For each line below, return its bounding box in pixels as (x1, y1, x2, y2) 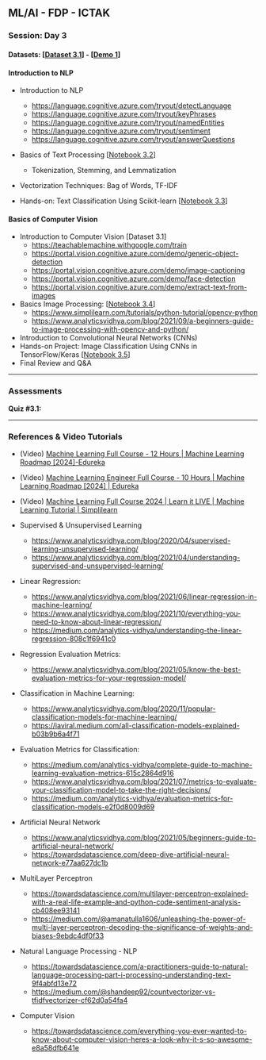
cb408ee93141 (31, 905, 81, 915)
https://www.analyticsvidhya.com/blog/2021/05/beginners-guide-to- (31, 832, 256, 842)
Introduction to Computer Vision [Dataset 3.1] (19, 232, 167, 241)
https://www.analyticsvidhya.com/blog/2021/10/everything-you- (31, 609, 241, 618)
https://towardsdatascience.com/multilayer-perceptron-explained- (31, 889, 249, 898)
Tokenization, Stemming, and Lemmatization (31, 166, 177, 175)
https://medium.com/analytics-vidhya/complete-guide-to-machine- (31, 759, 253, 769)
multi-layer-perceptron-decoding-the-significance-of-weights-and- (31, 922, 253, 931)
